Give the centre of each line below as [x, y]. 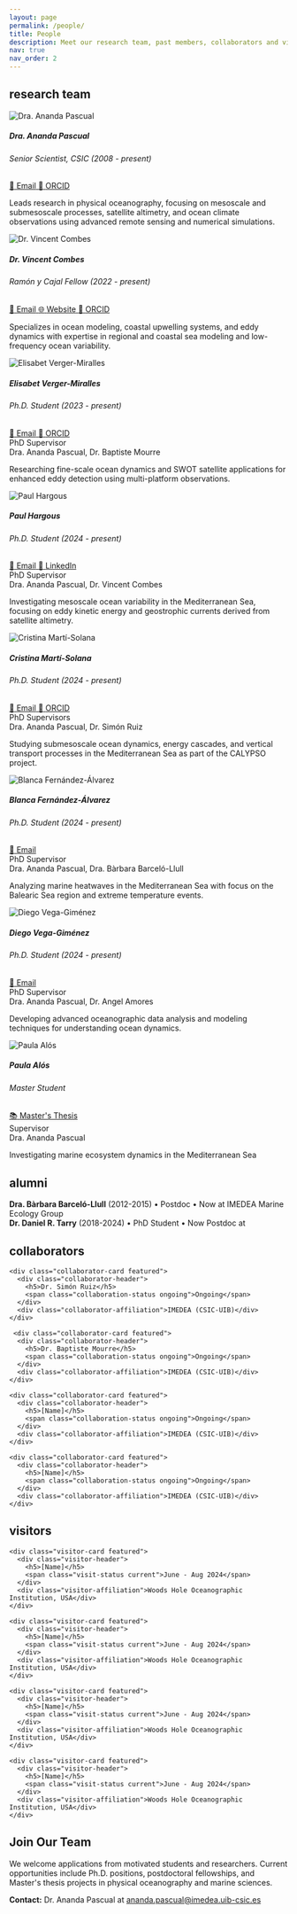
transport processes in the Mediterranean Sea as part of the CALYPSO [138, 753]
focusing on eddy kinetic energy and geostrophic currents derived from [140, 611]
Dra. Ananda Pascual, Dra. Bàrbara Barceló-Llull [96, 868]
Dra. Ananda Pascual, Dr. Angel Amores [81, 1001]
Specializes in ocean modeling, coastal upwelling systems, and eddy [134, 327]
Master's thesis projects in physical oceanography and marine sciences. [141, 1882]
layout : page [33, 17]
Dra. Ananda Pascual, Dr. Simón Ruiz [76, 727]
